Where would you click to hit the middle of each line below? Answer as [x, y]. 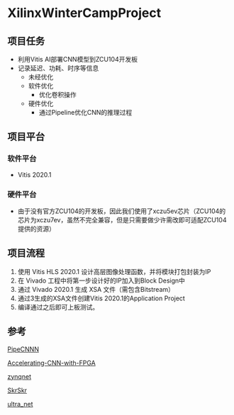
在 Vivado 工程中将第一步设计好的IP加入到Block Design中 [101, 280]
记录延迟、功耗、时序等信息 [58, 68]
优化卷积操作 [57, 95]
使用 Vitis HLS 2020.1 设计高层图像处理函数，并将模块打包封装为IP [114, 271]
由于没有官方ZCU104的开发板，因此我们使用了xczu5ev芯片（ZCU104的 [122, 211]
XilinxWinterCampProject [84, 13]
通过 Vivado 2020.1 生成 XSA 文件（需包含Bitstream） [96, 289]
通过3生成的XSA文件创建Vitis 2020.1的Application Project [101, 298]
